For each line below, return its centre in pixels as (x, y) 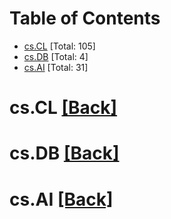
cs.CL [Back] (63, 108)
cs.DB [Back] (64, 153)
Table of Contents (85, 18)
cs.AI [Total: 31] (56, 67)
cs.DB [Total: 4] (56, 56)
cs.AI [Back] (61, 199)
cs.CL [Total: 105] (59, 46)
